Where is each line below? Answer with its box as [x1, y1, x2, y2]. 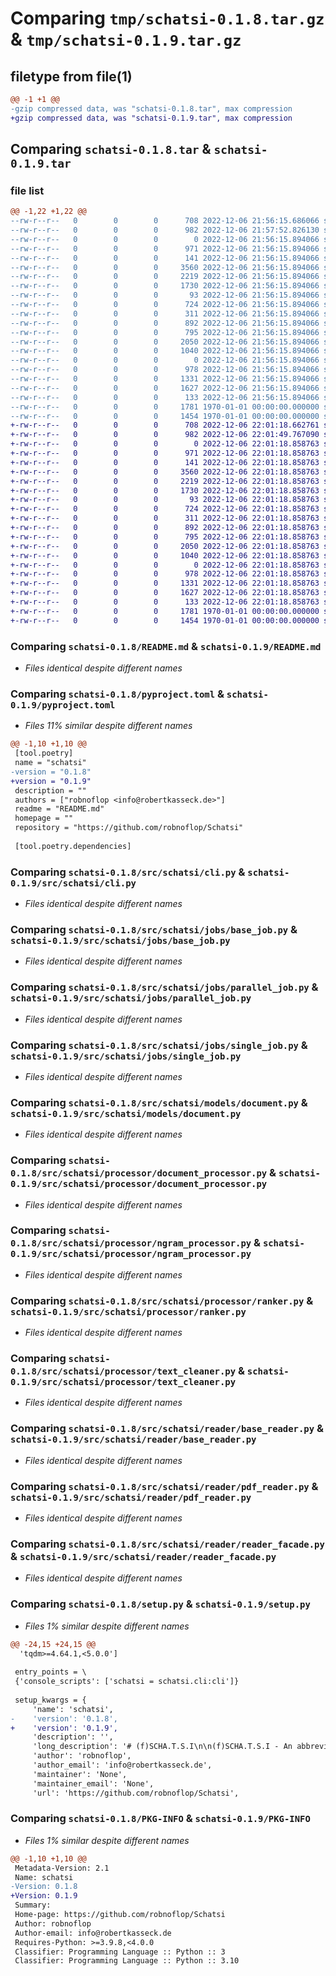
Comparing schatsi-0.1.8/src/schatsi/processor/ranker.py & [10, 1293, 314, 1307]
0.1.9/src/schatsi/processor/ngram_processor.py [10, 1248, 252, 1260]
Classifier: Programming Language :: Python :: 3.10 [14, 1956, 240, 1966]
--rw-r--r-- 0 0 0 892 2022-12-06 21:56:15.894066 [10, 318, 320, 328]
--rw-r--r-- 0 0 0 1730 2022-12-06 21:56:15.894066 [10, 281, 320, 291]
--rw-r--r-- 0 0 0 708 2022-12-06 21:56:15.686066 [10, 216, 320, 226]
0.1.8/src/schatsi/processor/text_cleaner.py [10, 1366, 237, 1377]
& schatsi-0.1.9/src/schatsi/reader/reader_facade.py [10, 1549, 277, 1563]
